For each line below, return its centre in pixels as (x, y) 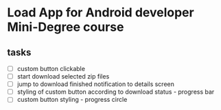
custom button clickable (51, 69)
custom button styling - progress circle (72, 100)
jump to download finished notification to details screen (96, 84)
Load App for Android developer (101, 13)
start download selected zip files (63, 77)
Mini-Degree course (66, 27)
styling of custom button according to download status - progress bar (116, 92)
